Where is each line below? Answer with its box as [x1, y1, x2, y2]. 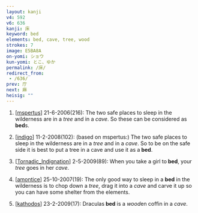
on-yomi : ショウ [6, 53, 44, 59]
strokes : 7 [6, 43, 34, 49]
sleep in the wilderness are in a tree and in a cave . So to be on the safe [14, 139, 191, 147]
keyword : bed [6, 31, 39, 37]
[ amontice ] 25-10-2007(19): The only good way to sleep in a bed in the [14, 175, 190, 183]
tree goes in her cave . [14, 164, 70, 171]
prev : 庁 [6, 82, 27, 88]
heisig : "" [6, 92, 34, 98]
